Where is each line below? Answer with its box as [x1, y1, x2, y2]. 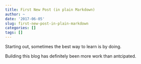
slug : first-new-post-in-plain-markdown [5, 21, 89, 26]
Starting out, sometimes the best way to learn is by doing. [5, 44, 121, 49]
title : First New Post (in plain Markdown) [5, 7, 95, 12]
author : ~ [5, 12, 25, 17]
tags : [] [5, 30, 23, 35]
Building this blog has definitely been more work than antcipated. [5, 53, 137, 59]
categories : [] [5, 26, 36, 31]
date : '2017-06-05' [5, 16, 45, 21]
